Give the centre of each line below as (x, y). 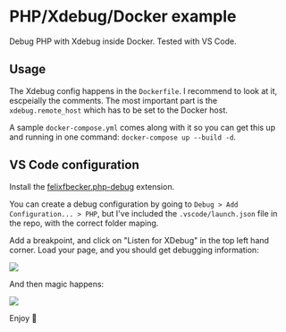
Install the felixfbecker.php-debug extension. (92, 186)
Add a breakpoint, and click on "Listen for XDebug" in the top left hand (139, 240)
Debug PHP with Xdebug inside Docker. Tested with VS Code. (123, 41)
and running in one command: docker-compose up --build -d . (123, 137)
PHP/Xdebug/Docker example (123, 17)
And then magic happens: (57, 284)
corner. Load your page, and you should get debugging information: (134, 250)
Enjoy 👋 (23, 318)
